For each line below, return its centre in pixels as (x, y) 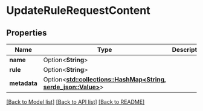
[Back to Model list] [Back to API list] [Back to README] (76, 102)
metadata (23, 83)
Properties (27, 33)
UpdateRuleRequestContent (78, 11)
